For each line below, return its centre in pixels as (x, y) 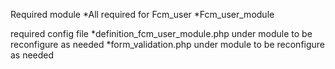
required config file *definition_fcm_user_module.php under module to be (161, 33)
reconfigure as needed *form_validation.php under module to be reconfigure (168, 44)
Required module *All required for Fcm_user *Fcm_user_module (142, 14)
